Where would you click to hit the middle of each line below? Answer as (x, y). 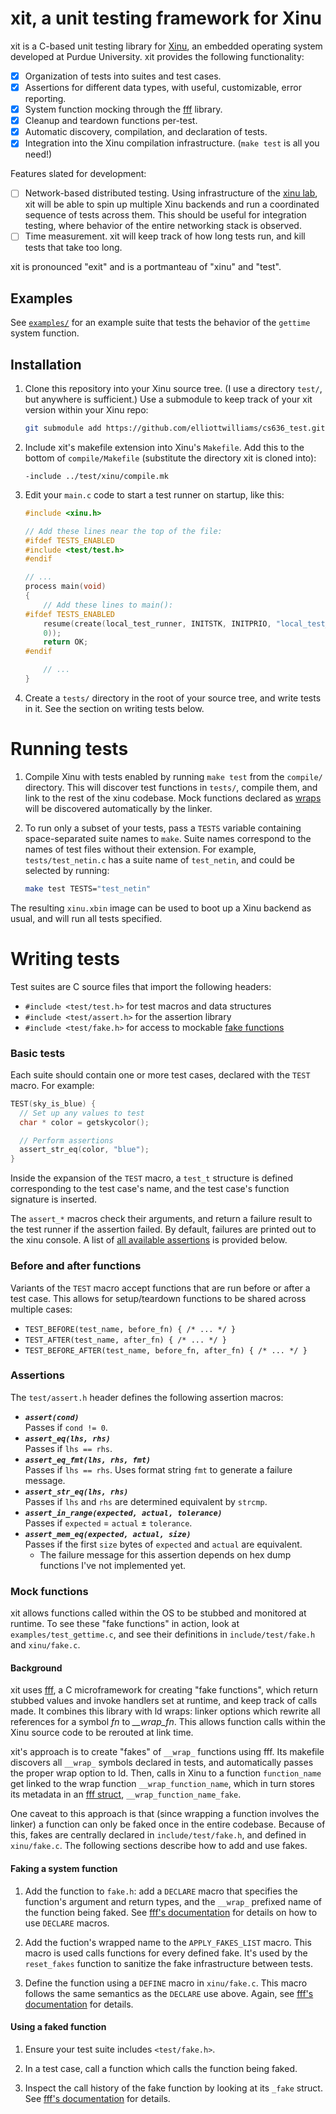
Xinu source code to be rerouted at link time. (102, 1733)
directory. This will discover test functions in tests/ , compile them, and (171, 787)
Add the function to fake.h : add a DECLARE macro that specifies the (161, 1891)
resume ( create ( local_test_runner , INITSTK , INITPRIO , (157, 623)
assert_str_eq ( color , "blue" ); (84, 1150)
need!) (38, 154)
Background (36, 1668)
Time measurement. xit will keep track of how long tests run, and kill (165, 236)
